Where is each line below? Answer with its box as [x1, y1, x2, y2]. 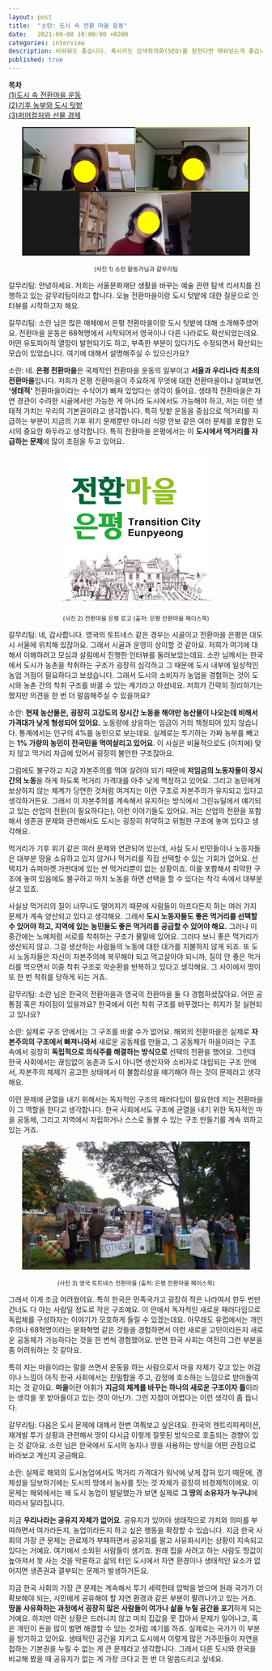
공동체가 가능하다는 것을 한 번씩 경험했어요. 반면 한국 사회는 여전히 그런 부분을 [16, 1335, 263, 1345]
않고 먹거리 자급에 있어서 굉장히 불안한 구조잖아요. [16, 748, 175, 757]
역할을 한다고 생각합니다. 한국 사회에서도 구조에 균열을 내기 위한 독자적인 [25, 1104, 255, 1114]
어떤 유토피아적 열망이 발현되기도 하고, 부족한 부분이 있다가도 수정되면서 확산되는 [8, 338, 264, 347]
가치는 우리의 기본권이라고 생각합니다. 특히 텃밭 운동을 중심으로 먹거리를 [23, 406, 251, 416]
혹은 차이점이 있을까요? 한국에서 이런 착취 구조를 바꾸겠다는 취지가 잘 [23, 999, 241, 1008]
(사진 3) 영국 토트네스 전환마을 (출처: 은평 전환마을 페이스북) [57, 1279, 215, 1287]
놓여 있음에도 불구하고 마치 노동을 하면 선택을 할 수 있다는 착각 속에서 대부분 [23, 873, 263, 883]
